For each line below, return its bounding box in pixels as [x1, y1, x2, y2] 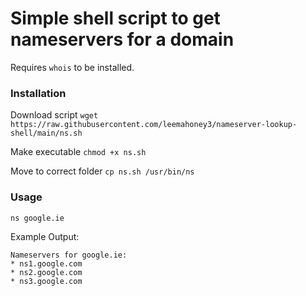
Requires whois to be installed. [10, 61, 135, 73]
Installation [10, 86, 67, 100]
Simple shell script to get [10, 7, 221, 30]
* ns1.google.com [10, 258, 83, 269]
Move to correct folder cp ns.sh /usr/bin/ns [10, 165, 195, 177]
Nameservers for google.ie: [10, 250, 128, 260]
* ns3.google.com [10, 276, 83, 286]
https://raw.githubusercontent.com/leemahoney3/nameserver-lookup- [10, 120, 298, 130]
